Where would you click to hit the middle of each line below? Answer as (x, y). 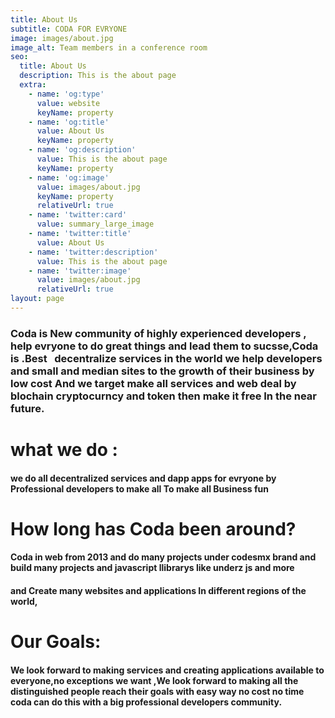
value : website (68, 103)
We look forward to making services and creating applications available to (167, 670)
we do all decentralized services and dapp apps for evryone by (143, 478)
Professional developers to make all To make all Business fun (139, 488)
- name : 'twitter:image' (80, 271)
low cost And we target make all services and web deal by (153, 383)
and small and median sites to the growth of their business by (162, 371)
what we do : (64, 449)
